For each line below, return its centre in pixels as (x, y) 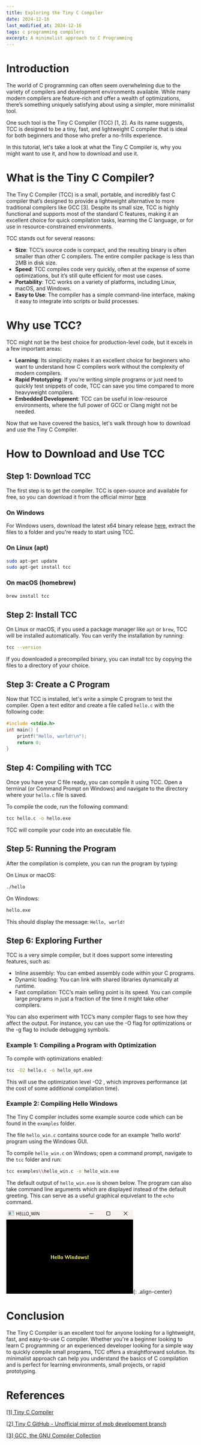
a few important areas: (34, 348)
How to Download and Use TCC (85, 454)
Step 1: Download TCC (49, 476)
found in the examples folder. (41, 1123)
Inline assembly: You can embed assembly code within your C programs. (105, 973)
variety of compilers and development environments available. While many (98, 92)
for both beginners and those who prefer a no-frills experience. (85, 136)
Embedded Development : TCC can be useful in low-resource (91, 398)
